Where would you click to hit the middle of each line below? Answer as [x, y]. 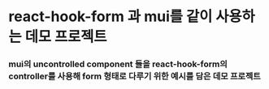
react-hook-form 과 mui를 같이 [111, 17]
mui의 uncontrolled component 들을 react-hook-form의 [118, 64]
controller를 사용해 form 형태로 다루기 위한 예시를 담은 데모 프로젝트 [135, 76]
